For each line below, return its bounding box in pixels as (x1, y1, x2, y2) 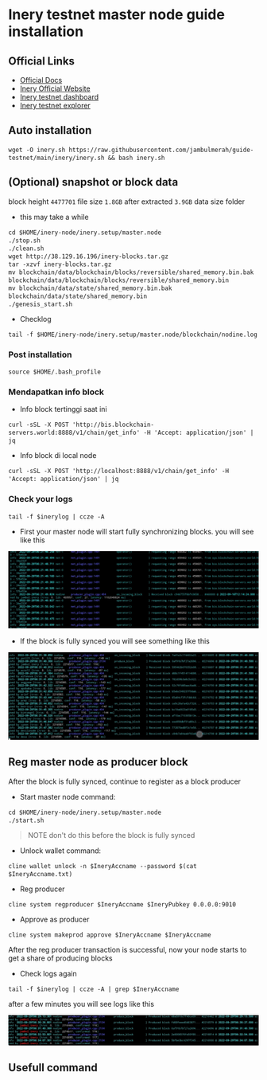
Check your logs (8, 494, 73, 505)
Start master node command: (19, 792, 116, 801)
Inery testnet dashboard (19, 92, 99, 101)
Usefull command (8, 1061, 98, 1074)
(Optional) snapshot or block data (8, 175, 179, 189)
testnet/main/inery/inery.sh (8, 154, 105, 162)
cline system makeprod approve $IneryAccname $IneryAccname (8, 930, 212, 939)
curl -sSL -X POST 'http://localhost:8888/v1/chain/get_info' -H (8, 468, 229, 475)
